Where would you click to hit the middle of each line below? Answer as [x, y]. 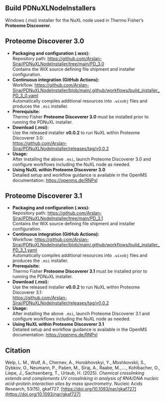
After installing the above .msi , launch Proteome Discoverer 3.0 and [82, 159]
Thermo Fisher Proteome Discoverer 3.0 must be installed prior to [81, 117]
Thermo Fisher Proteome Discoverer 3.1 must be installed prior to [80, 271]
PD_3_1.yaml [25, 250]
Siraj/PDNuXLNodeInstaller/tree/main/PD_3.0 [58, 64]
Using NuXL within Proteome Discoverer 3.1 [58, 324]
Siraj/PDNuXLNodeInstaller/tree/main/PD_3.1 [58, 218]
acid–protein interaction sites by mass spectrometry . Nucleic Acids [74, 384]
